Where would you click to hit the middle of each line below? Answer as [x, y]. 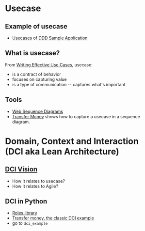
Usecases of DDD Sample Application [50, 38]
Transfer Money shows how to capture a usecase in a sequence [76, 116]
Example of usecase [36, 26]
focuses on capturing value [39, 79]
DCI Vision [21, 169]
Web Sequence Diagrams [37, 111]
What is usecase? [32, 53]
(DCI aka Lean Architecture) [62, 151]
